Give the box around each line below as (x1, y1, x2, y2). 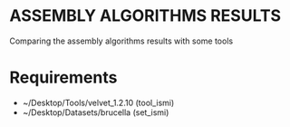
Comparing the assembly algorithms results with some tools (9, 35, 234, 46)
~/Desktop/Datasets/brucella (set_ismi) (22, 106, 169, 118)
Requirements (9, 67, 118, 88)
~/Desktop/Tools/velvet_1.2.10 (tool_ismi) (22, 97, 175, 108)
